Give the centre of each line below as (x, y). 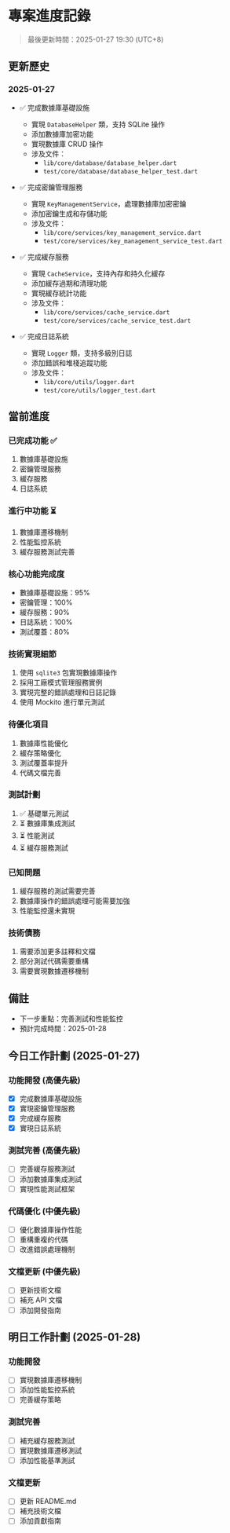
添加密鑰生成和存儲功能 (69, 214)
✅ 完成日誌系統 (44, 336)
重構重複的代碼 (44, 1239)
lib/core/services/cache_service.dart (106, 312)
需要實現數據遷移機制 (54, 971)
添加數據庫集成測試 (51, 1179)
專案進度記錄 (50, 16)
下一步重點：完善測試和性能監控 (71, 1019)
